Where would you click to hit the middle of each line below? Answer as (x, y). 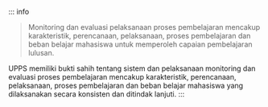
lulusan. (41, 53)
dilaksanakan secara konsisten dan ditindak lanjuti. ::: (97, 94)
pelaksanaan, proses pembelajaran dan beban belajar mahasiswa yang (126, 85)
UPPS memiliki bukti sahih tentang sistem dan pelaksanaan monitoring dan (132, 68)
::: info (19, 12)
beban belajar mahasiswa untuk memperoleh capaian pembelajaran (140, 44)
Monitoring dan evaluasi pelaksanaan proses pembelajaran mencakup (144, 27)
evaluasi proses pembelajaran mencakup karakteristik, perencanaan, (122, 77)
